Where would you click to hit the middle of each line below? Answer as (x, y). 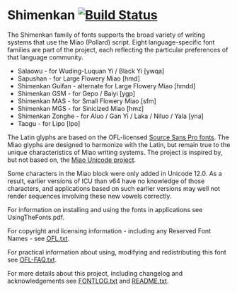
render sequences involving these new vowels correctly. (89, 196)
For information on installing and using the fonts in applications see (105, 209)
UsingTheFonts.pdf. (36, 217)
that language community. (45, 57)
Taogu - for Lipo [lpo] (49, 123)
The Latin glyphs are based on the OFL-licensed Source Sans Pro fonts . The (118, 137)
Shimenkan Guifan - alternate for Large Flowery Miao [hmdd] (106, 86)
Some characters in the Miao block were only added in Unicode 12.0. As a (115, 173)
